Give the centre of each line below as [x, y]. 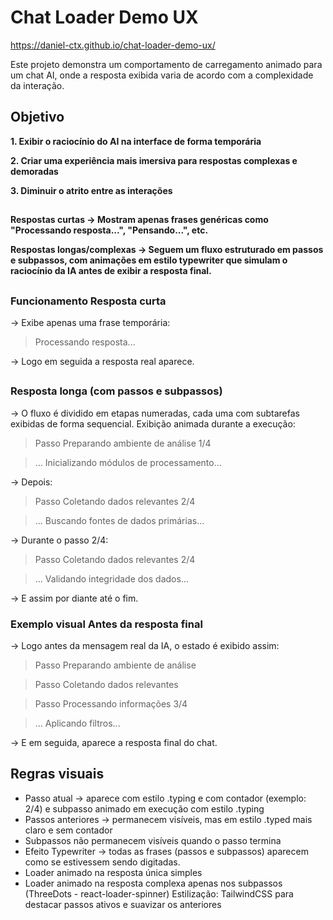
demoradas [34, 171]
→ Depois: [31, 482]
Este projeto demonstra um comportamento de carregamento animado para [166, 64]
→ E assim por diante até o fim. [74, 598]
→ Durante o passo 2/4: [59, 540]
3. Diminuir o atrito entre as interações [91, 190]
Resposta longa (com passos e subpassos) [116, 391]
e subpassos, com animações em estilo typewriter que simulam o [149, 260]
